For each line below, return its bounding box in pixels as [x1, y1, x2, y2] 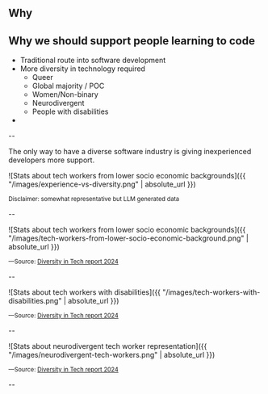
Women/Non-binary [31, 90, 98, 99]
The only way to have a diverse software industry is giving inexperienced [8, 147, 252, 157]
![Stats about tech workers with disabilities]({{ [8, 287, 161, 297]
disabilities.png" [8, 296, 62, 306]
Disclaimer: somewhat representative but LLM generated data [8, 195, 180, 203]
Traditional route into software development [19, 56, 166, 65]
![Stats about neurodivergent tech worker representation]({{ [8, 342, 207, 351]
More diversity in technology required [19, 64, 145, 73]
